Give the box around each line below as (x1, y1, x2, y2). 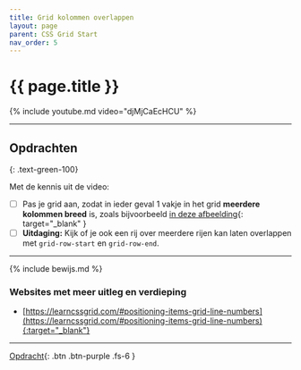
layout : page (9, 21, 58, 30)
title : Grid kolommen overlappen (9, 13, 134, 22)
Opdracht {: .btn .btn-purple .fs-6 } (9, 350, 136, 362)
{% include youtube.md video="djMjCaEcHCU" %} (9, 106, 197, 117)
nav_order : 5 (9, 38, 58, 47)
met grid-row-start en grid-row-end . (21, 238, 159, 248)
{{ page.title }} (9, 77, 120, 97)
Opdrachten (9, 140, 78, 156)
